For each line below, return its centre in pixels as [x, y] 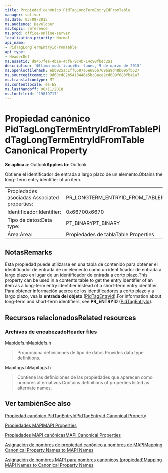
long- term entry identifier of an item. [43, 180]
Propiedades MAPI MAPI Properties [41, 425]
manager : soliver [23, 15]
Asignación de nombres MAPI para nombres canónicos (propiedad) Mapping [84, 460]
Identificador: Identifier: [34, 212]
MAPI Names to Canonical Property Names [49, 465]
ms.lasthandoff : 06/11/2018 [34, 89]
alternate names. [35, 388]
